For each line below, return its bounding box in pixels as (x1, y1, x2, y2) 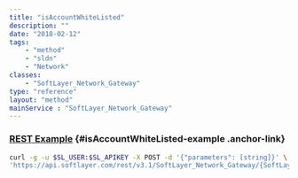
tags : (9, 37, 29, 47)
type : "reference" (9, 87, 77, 96)
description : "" (9, 21, 69, 30)
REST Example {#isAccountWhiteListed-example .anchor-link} (9, 133, 286, 145)
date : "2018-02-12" (9, 29, 82, 38)
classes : (9, 71, 42, 80)
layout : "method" (9, 95, 74, 104)
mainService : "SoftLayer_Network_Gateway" (9, 104, 173, 112)
